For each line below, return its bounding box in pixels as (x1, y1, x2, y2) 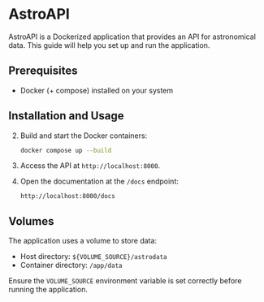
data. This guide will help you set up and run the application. (8, 40, 210, 50)
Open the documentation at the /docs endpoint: (19, 176, 179, 187)
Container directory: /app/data (19, 261, 123, 270)
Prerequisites (8, 64, 78, 78)
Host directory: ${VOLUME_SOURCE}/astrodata (19, 252, 167, 261)
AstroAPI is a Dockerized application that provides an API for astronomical (8, 32, 256, 41)
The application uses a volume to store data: (8, 236, 157, 246)
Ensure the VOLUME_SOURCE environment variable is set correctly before (8, 276, 242, 286)
